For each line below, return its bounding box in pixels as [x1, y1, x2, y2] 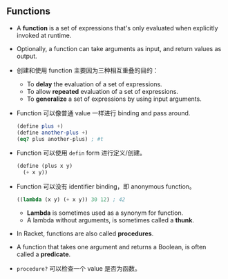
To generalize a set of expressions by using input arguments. [26, 95, 202, 103]
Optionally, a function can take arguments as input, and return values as [16, 44, 222, 52]
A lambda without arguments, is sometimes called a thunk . [26, 216, 195, 224]
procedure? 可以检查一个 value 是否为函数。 [16, 264, 141, 273]
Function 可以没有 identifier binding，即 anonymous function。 [16, 182, 196, 191]
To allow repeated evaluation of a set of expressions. [26, 87, 179, 95]
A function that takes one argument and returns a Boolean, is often [16, 243, 207, 251]
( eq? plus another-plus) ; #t [16, 135, 104, 142]
